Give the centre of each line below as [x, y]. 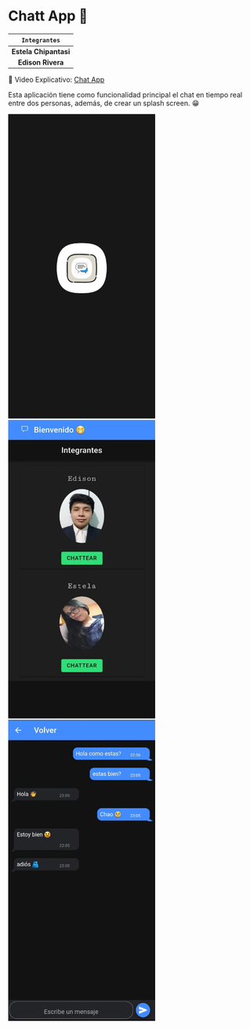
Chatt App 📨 [48, 16]
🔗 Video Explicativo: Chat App [56, 80]
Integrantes [41, 41]
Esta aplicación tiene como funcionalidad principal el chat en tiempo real [125, 95]
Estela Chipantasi [41, 51]
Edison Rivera [41, 62]
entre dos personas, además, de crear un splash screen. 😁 [104, 103]
